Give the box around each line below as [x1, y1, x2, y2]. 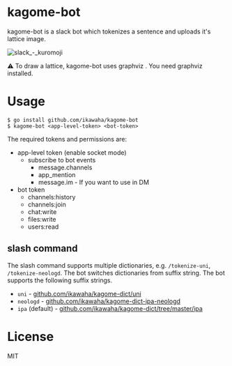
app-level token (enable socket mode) [17, 148, 127, 157]
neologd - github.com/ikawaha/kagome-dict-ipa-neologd [17, 297, 181, 305]
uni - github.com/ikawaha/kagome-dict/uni [17, 289, 141, 298]
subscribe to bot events [27, 155, 96, 164]
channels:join [27, 200, 66, 208]
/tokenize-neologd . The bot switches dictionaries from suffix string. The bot [7, 268, 225, 277]
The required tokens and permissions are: [7, 135, 127, 143]
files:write [27, 215, 57, 223]
